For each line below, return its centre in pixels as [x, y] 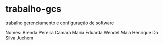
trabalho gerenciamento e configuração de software [60, 23]
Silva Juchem [19, 38]
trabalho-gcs [33, 9]
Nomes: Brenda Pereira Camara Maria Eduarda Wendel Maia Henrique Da [82, 32]
